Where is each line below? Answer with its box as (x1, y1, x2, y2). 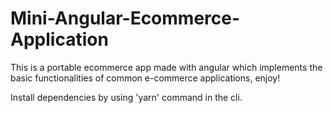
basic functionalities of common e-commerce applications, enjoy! (10, 72, 281, 84)
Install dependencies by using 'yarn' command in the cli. (10, 91, 243, 103)
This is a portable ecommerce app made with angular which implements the (10, 61, 323, 73)
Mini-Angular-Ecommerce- (10, 7, 241, 30)
